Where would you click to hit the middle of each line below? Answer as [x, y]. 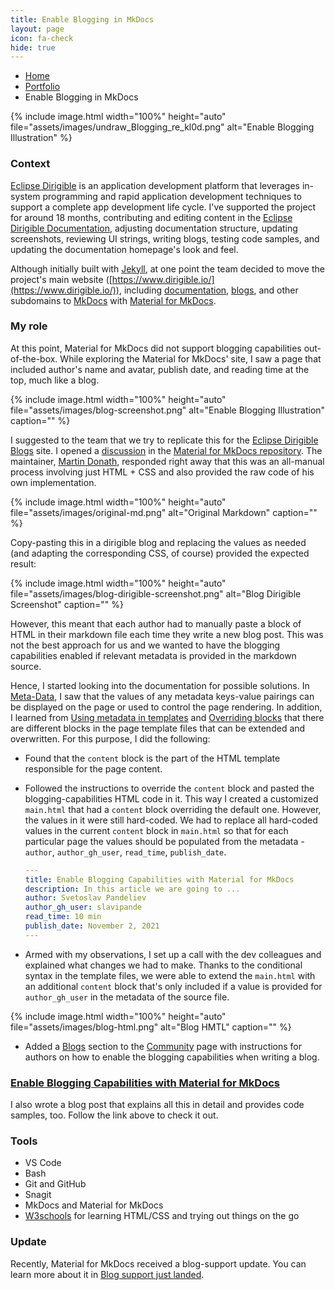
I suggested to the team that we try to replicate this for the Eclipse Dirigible [164, 440]
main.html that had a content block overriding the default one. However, [173, 809]
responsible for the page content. [93, 768]
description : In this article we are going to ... [132, 889]
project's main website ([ [61, 279]
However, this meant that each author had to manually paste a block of [156, 623]
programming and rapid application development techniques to [172, 196]
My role [29, 326]
